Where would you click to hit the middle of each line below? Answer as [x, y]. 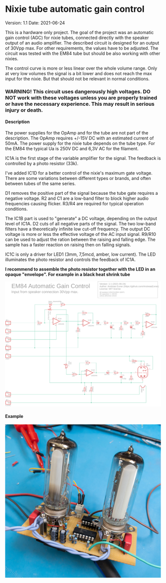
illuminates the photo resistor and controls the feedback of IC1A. [70, 260]
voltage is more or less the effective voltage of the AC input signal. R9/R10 [81, 234]
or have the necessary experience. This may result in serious [80, 104]
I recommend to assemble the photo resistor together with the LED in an [80, 269]
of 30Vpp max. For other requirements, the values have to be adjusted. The [82, 48]
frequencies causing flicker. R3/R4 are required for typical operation [75, 204]
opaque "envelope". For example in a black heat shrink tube [68, 274]
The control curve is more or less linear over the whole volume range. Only [81, 68]
